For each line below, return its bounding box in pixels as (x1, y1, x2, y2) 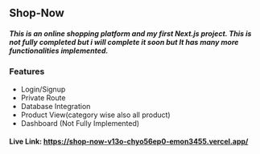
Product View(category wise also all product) (20, 110, 171, 120)
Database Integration (20, 101, 91, 111)
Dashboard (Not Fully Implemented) (20, 118, 140, 128)
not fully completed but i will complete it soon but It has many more (9, 37, 239, 47)
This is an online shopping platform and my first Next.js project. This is (9, 28, 252, 38)
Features (9, 66, 45, 77)
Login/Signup (20, 84, 66, 94)
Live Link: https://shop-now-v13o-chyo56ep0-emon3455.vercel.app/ (9, 136, 249, 147)
